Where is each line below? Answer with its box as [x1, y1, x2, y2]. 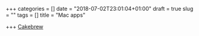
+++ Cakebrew [5, 23, 44, 30]
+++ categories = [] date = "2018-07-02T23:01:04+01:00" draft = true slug [5, 5, 194, 12]
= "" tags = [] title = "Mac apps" [5, 11, 86, 19]
